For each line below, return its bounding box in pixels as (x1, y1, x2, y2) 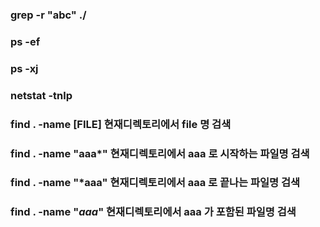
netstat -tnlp (10, 88, 73, 102)
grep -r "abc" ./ (10, 8, 87, 22)
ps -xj (10, 61, 39, 75)
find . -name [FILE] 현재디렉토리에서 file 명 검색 (10, 117, 232, 131)
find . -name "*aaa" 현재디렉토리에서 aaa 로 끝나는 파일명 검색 (10, 176, 301, 190)
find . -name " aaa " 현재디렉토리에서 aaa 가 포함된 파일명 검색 (10, 205, 297, 219)
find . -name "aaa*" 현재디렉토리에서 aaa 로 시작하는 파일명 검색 (10, 146, 310, 160)
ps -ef (10, 34, 41, 48)
